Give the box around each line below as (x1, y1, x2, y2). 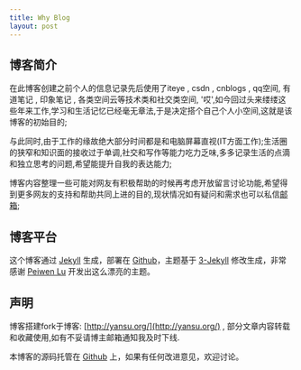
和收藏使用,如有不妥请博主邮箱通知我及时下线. (9, 331, 180, 343)
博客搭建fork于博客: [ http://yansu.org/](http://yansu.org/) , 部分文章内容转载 (9, 320, 291, 331)
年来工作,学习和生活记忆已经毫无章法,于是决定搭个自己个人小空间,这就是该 (16, 106, 293, 116)
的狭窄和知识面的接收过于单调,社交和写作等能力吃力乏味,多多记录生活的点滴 (9, 147, 291, 158)
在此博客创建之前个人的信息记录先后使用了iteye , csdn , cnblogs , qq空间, (9, 83, 281, 94)
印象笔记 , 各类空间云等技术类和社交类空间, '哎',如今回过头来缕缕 (39, 94, 279, 105)
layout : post (9, 22, 59, 31)
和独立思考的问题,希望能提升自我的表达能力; (9, 159, 173, 170)
